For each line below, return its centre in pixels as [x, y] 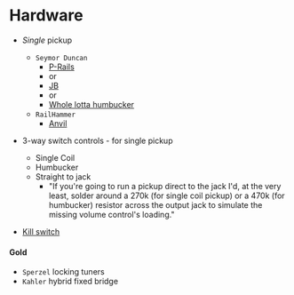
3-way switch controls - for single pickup [97, 140]
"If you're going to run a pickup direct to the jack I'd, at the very [165, 186]
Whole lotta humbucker [91, 104]
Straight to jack [63, 176]
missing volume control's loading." [111, 214]
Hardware [46, 16]
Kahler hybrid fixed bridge [70, 282]
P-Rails [62, 67]
